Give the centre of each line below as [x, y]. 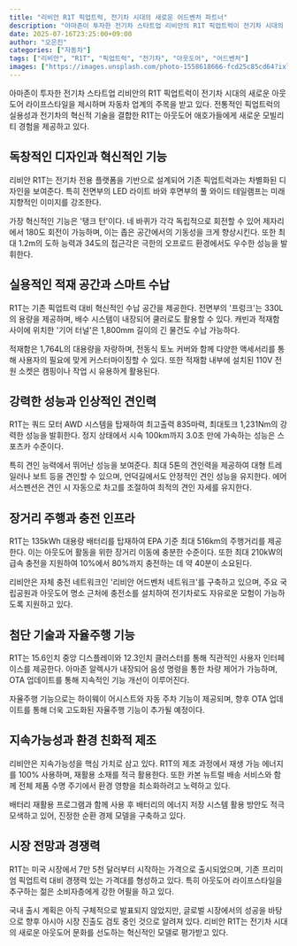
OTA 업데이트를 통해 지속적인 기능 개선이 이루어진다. [99, 679]
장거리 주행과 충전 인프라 [72, 518]
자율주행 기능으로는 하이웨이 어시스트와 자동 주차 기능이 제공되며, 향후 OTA [138, 698]
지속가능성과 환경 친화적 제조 [83, 741]
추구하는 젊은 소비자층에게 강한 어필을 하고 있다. [92, 891]
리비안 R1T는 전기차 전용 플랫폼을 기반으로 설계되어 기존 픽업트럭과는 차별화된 [143, 180]
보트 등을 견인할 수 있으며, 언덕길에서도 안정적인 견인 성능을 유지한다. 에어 [160, 477]
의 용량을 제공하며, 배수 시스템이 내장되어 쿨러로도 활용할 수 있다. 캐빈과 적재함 [145, 319]
